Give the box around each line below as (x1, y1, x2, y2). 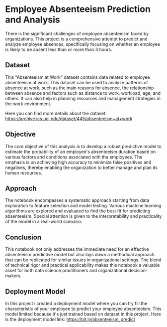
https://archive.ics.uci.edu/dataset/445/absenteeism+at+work (5, 116, 133, 122)
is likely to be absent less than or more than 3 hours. (5, 46, 113, 52)
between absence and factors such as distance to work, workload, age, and (5, 90, 161, 96)
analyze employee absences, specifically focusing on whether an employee (5, 41, 161, 47)
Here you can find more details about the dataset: (5, 110, 107, 116)
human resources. (5, 169, 42, 175)
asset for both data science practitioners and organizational (5, 268, 128, 274)
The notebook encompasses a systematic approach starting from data (5, 197, 150, 203)
